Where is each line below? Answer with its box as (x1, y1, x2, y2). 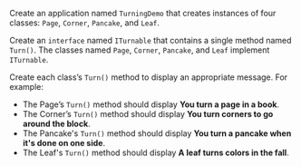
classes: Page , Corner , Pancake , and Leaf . (9, 17, 160, 28)
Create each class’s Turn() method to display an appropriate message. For (9, 72, 288, 83)
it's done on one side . (22, 138, 106, 148)
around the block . (22, 118, 91, 129)
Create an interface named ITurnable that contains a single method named (9, 35, 292, 45)
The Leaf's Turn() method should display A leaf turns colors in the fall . (22, 147, 290, 158)
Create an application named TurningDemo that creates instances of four (9, 8, 277, 18)
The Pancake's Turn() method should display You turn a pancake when (22, 128, 292, 139)
